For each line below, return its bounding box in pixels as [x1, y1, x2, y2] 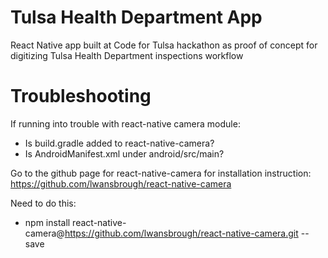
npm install [24, 216, 71, 228]
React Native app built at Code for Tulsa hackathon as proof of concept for [10, 39, 318, 51]
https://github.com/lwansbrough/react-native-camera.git [64, 227, 299, 239]
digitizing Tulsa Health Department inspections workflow [10, 49, 244, 61]
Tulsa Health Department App [10, 6, 263, 29]
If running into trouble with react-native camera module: [10, 117, 241, 130]
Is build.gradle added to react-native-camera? [24, 137, 215, 149]
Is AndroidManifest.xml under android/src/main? [24, 147, 225, 160]
